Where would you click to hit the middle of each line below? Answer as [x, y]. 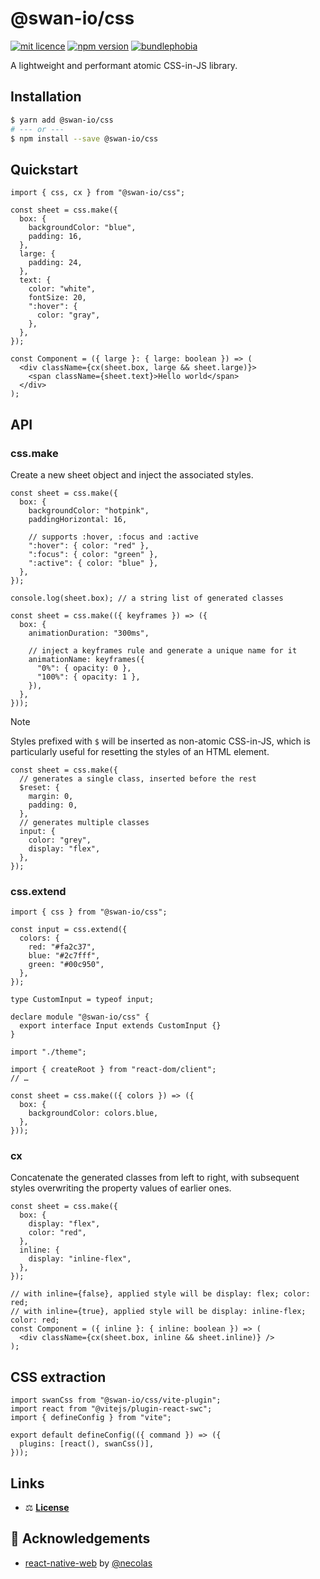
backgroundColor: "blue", [82, 228]
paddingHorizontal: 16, [78, 519]
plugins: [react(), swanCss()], [87, 1444]
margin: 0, [51, 796]
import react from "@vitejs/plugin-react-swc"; [111, 1409]
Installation [46, 97]
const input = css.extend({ [69, 930]
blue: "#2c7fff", [64, 956]
